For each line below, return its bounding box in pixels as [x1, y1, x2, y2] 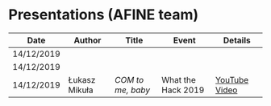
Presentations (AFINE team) [8, 6, 199, 24]
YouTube [215, 74, 249, 85]
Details [223, 35, 252, 46]
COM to [114, 74, 144, 85]
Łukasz [68, 74, 96, 85]
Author [73, 35, 102, 46]
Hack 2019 [161, 84, 205, 96]
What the [161, 74, 196, 85]
